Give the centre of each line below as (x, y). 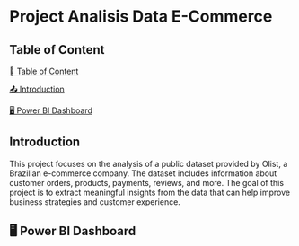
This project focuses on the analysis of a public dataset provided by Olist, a (149, 163)
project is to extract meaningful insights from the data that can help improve (149, 192)
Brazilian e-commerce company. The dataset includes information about (143, 173)
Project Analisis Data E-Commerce (141, 17)
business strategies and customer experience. (95, 202)
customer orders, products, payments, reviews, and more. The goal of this (147, 182)
